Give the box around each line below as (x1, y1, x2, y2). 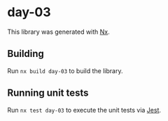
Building (7, 48, 44, 60)
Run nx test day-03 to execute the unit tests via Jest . (7, 106, 162, 114)
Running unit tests (7, 87, 89, 99)
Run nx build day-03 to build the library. (7, 66, 123, 75)
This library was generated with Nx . (7, 27, 110, 36)
